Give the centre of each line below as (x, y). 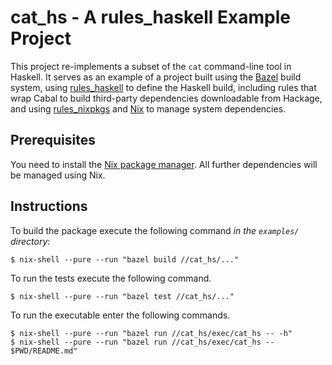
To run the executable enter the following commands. (120, 315)
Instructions (49, 206)
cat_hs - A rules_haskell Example (150, 17)
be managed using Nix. (58, 175)
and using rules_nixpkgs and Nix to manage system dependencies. (148, 108)
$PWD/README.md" (44, 351)
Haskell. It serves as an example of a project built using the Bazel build (156, 77)
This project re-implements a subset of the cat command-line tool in (151, 66)
